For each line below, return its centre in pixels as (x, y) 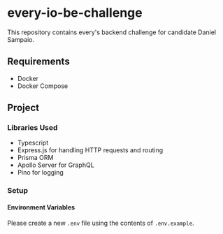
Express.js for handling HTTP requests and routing (90, 150)
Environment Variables (41, 207)
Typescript (33, 143)
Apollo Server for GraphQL (56, 165)
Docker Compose (43, 86)
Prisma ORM (35, 158)
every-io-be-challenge (75, 13)
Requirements (38, 62)
